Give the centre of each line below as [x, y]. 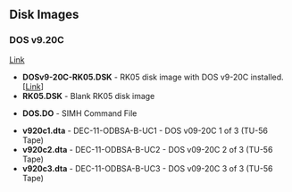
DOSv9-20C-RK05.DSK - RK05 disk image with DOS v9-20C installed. [153, 77]
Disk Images [44, 15]
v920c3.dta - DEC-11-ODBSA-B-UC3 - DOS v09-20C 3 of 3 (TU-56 [147, 168]
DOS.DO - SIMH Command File [79, 113]
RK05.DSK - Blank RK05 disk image [88, 96]
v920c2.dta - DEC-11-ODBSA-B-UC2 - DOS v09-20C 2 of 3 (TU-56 [147, 149]
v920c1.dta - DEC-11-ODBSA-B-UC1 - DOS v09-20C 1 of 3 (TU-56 [145, 130]
